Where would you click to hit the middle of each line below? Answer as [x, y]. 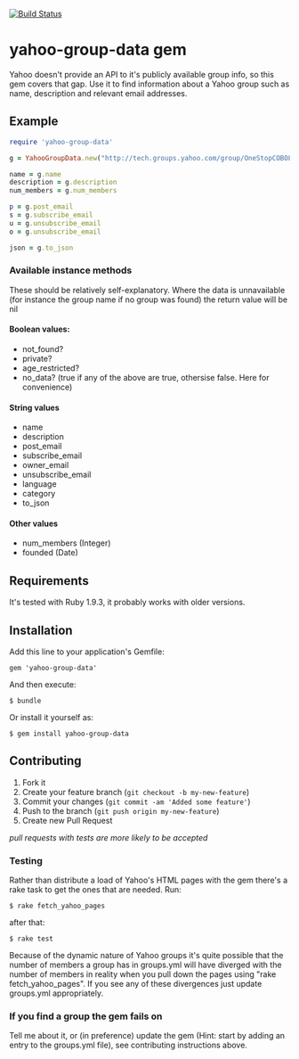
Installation [41, 630]
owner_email [45, 465]
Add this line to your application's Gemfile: [87, 652]
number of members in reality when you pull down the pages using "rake [143, 974]
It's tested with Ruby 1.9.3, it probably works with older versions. [127, 603]
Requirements [49, 581]
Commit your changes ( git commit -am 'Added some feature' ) [136, 801]
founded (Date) [50, 553]
